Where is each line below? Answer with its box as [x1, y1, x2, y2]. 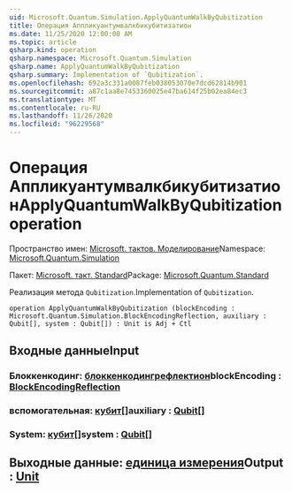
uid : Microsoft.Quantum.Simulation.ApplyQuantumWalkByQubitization [9, 12, 264, 22]
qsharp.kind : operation [9, 46, 97, 55]
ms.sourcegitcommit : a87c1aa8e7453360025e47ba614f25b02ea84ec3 [9, 87, 248, 95]
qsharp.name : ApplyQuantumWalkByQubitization [9, 63, 180, 72]
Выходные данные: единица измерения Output [9, 456, 284, 471]
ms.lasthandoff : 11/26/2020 [9, 111, 113, 120]
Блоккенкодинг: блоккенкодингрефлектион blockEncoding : [9, 370, 281, 382]
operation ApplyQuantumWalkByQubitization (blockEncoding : [9, 304, 236, 313]
